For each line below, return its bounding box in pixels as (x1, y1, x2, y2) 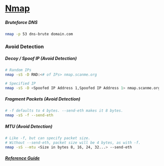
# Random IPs (5, 67, 32, 72)
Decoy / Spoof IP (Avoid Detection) (5, 55, 77, 61)
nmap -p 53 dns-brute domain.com (5, 32, 73, 37)
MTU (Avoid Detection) (5, 123, 53, 129)
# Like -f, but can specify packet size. (5, 136, 91, 141)
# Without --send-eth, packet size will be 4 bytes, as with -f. (5, 140, 141, 145)
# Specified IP (5, 81, 36, 86)
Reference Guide (5, 155, 40, 161)
